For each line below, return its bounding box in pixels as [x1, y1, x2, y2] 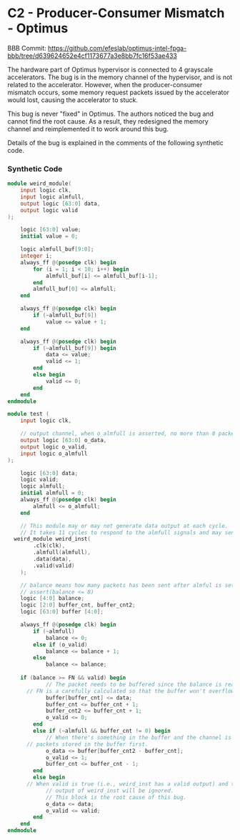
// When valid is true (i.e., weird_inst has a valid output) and [26, 781, 229, 788]
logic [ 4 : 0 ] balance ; [20, 595, 84, 602]
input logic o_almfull [20, 450, 88, 457]
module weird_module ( [7, 180, 72, 187]
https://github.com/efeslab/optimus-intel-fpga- [47, 44, 187, 52]
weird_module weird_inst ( [14, 536, 91, 543]
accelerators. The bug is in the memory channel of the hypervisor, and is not [7, 73, 233, 81]
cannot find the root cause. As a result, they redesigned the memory [7, 116, 209, 126]
